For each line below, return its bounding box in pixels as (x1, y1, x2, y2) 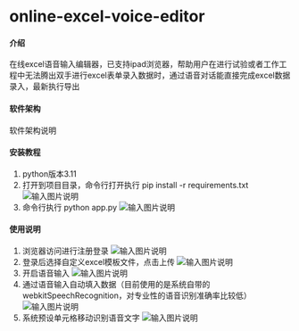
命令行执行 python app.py (21, 202, 118, 212)
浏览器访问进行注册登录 (21, 245, 109, 256)
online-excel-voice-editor (9, 6, 205, 27)
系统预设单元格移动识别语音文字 (21, 312, 140, 323)
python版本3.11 (21, 168, 78, 179)
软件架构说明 (9, 125, 56, 136)
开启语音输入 (21, 268, 70, 278)
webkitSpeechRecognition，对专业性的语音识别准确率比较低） (21, 290, 252, 301)
